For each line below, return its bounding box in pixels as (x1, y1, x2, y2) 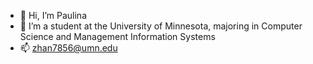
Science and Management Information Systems (19, 31, 216, 42)
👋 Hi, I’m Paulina (19, 10, 87, 21)
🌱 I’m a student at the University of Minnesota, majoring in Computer (19, 20, 303, 32)
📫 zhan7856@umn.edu (19, 42, 118, 54)
